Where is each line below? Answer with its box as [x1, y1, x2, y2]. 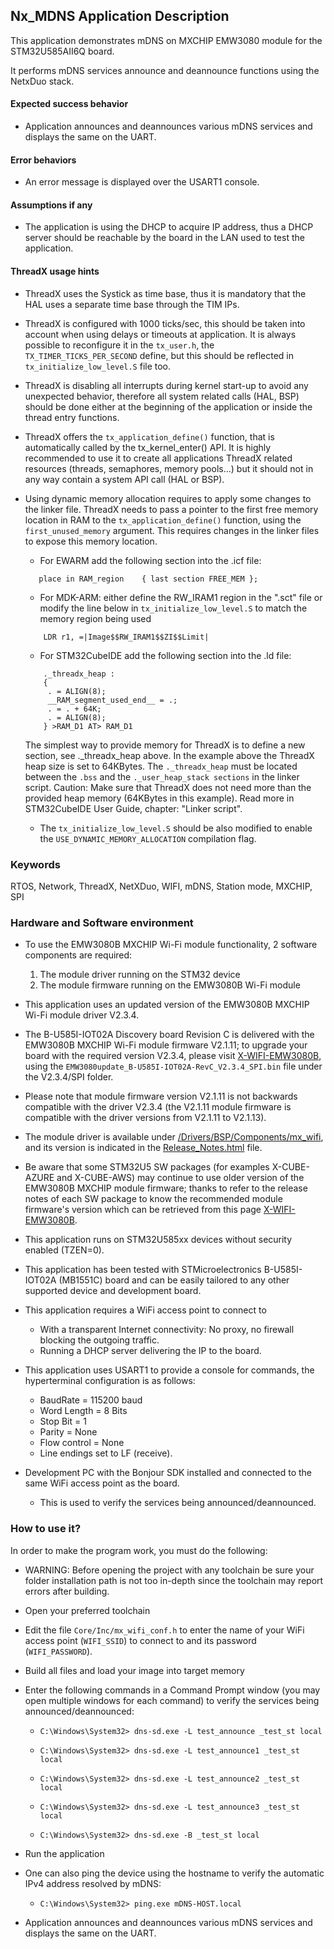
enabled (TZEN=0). [24, 1244, 105, 1256]
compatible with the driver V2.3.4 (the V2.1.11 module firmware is [24, 1101, 292, 1113]
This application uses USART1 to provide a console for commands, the [24, 1364, 315, 1376]
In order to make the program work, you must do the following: [10, 1544, 268, 1556]
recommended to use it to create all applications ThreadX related [24, 452, 293, 464]
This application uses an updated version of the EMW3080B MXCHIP [24, 999, 310, 1011]
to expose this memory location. [24, 535, 158, 547]
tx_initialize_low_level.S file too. [24, 360, 172, 372]
